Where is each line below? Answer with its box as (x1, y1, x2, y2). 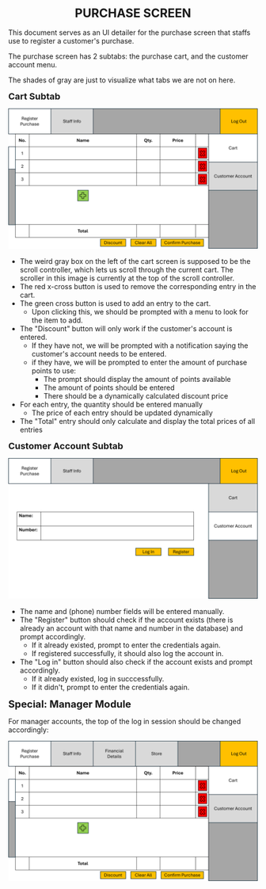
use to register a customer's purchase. (8, 36, 135, 45)
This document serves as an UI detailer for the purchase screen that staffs (8, 28, 251, 37)
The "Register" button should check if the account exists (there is (19, 615, 234, 624)
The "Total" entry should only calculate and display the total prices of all (19, 417, 256, 426)
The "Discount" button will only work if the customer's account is (19, 324, 233, 334)
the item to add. (31, 315, 83, 325)
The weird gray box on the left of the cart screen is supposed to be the (19, 257, 251, 266)
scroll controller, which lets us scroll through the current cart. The (19, 265, 234, 275)
